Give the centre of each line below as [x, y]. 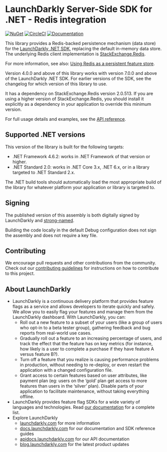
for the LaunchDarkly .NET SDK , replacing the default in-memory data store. [83, 48]
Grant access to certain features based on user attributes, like [83, 376]
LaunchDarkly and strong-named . [40, 220]
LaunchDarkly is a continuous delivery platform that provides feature [83, 301]
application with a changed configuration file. [66, 370]
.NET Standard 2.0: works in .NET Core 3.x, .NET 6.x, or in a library [81, 167]
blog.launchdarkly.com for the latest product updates [75, 445]
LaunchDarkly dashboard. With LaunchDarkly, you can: [69, 317]
